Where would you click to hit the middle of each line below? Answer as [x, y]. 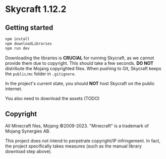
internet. [14, 89]
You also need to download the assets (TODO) [53, 98]
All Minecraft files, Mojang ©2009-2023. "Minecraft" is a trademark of [77, 126]
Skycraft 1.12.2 [36, 9]
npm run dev [17, 48]
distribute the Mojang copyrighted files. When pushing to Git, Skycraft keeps [83, 68]
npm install [17, 39]
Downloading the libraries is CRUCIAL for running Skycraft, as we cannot [80, 58]
